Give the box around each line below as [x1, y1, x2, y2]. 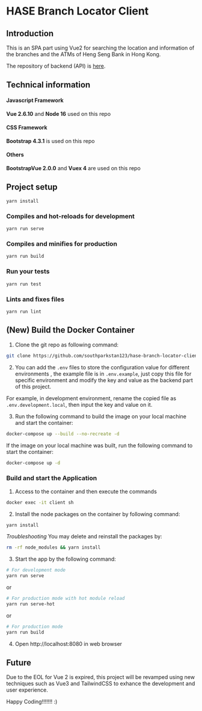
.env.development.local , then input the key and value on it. [6, 401, 153, 408]
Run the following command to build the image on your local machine [14, 412, 187, 420]
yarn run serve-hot [6, 601, 55, 607]
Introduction [6, 28, 54, 39]
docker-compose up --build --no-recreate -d [6, 430, 120, 437]
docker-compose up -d [6, 460, 61, 466]
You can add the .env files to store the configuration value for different [14, 363, 190, 371]
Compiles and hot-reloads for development [6, 212, 135, 220]
